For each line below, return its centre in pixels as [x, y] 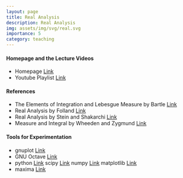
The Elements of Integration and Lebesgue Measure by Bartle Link [96, 104]
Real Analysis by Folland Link [50, 111]
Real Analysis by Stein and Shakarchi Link [66, 117]
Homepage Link [34, 71]
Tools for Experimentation [39, 137]
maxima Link [30, 169]
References [21, 91]
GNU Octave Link [36, 156]
